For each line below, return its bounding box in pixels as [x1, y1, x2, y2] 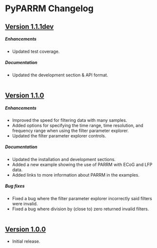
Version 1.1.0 [5, 91, 44, 99]
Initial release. [12, 238, 40, 244]
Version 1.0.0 [5, 225, 46, 234]
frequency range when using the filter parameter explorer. [12, 128, 129, 134]
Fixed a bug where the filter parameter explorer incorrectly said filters [12, 195, 152, 201]
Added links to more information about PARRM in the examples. [12, 172, 140, 178]
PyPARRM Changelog [5, 3, 94, 14]
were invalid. [12, 201, 38, 206]
